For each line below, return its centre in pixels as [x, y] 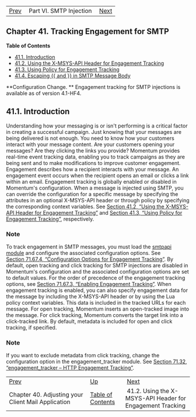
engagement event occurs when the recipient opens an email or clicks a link [97, 175]
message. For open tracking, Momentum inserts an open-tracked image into [98, 309]
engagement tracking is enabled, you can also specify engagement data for [97, 290]
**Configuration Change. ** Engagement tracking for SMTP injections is [93, 87]
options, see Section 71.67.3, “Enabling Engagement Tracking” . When [89, 284]
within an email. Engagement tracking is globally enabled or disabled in [91, 181]
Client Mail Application [40, 402]
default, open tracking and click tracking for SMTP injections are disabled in [97, 265]
